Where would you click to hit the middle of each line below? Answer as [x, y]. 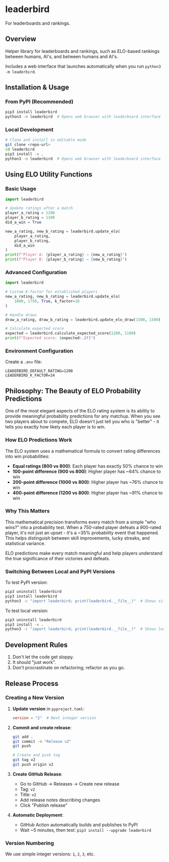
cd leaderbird [20, 149]
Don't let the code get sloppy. [43, 657]
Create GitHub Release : [37, 774]
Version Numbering [30, 843]
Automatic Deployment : [38, 815]
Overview [21, 39]
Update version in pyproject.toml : [48, 709]
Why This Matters [28, 511]
